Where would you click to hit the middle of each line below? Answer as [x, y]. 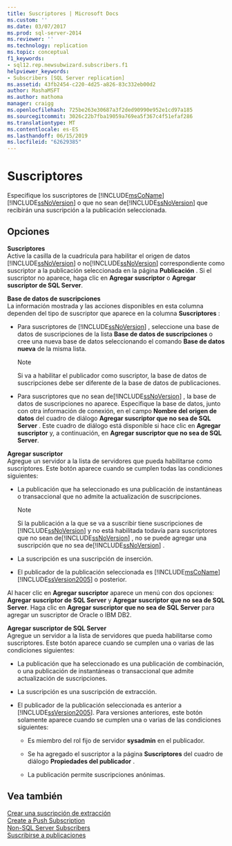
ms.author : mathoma [35, 97]
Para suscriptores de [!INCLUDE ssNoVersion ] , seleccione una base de [118, 326]
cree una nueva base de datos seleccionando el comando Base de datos [121, 341]
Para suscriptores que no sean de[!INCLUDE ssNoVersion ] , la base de [116, 396]
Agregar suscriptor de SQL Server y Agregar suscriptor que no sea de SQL [116, 600]
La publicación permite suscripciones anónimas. [96, 774]
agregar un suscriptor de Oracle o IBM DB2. [69, 614]
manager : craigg [30, 104]
